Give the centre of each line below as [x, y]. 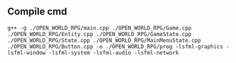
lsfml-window [27, 52]
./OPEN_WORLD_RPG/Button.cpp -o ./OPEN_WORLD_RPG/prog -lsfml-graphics [115, 46]
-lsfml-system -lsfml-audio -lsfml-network [114, 52]
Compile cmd [37, 12]
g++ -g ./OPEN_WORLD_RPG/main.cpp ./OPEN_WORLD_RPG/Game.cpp [100, 28]
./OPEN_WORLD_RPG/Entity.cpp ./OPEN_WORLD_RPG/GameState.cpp [100, 34]
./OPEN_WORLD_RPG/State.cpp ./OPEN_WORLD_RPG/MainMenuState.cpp [104, 40]
